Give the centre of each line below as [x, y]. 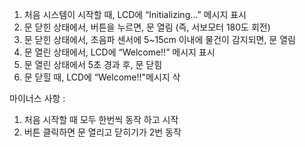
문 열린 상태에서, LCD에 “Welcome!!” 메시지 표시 [119, 52]
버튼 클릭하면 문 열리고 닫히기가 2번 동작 [102, 132]
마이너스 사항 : [37, 98]
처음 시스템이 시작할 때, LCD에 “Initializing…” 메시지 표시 [135, 14]
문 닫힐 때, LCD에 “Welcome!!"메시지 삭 [102, 77]
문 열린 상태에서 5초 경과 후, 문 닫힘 [93, 64]
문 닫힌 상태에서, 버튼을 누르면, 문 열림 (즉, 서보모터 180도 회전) [147, 27]
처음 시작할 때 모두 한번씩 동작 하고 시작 [101, 119]
